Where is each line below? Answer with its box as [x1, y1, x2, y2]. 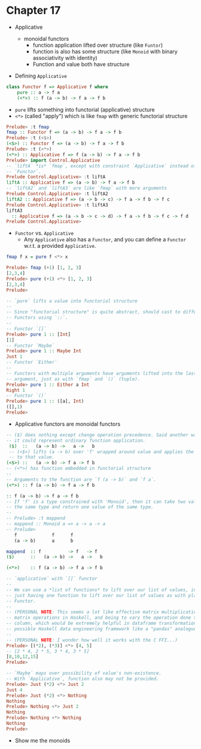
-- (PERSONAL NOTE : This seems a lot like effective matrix [6, 609, 160, 615]
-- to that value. [8, 454, 55, 460]
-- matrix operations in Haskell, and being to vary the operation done [6, 615, 191, 621]
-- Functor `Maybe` [6, 343, 55, 349]
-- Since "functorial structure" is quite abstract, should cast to [6, 309, 181, 315]
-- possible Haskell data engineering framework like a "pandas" [6, 626, 172, 632]
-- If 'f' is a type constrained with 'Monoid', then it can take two [6, 499, 186, 505]
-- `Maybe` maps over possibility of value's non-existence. [6, 670, 162, 676]
